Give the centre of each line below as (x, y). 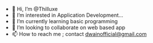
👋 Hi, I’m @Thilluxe (35, 9)
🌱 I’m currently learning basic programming (65, 21)
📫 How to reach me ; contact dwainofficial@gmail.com (79, 34)
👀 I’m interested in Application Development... (67, 15)
